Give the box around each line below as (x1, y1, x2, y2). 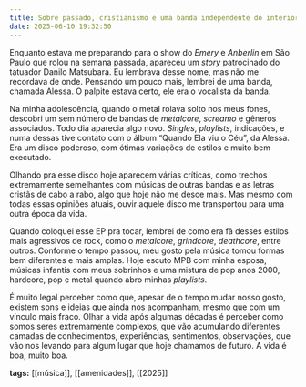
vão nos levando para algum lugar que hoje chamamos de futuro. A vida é (9, 340, 287, 351)
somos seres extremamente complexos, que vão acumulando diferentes (9, 321, 280, 331)
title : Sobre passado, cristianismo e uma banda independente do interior (9, 13, 300, 23)
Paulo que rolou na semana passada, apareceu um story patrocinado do (9, 56, 280, 67)
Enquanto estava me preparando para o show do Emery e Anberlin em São (9, 46, 290, 57)
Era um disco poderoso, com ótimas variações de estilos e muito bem (9, 142, 271, 153)
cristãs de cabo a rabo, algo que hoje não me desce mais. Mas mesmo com (9, 188, 293, 199)
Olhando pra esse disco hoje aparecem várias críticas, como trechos (9, 169, 268, 180)
